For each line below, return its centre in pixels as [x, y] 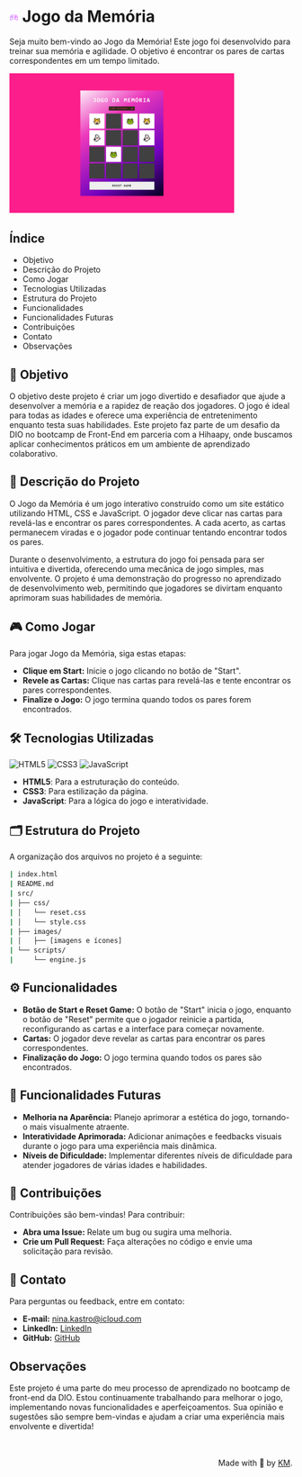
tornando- [271, 1117]
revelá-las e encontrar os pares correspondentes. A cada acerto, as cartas [147, 522]
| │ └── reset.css [48, 912]
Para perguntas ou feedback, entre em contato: [97, 1301]
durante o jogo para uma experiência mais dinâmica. [120, 1146]
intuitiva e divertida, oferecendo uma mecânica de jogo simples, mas [137, 568]
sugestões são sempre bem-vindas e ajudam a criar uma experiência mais [147, 1417]
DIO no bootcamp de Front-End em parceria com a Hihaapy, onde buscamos [151, 435]
